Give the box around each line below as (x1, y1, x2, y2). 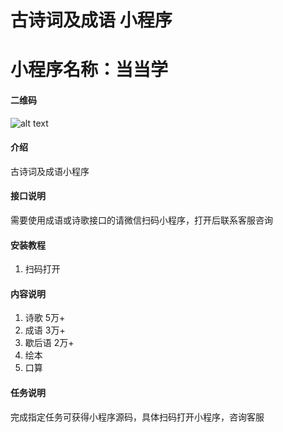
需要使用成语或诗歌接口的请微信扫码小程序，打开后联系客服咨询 (10, 214, 273, 226)
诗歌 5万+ (24, 312, 66, 324)
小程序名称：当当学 (10, 59, 169, 81)
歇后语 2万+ (24, 337, 75, 349)
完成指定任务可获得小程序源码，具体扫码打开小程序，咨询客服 (10, 411, 265, 423)
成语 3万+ (24, 324, 66, 336)
